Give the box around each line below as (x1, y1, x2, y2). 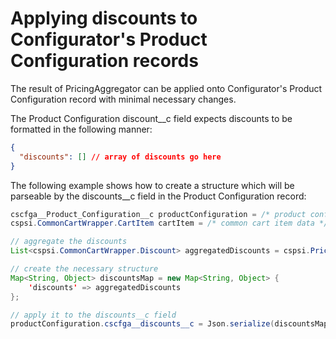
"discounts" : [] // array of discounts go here (19, 152, 222, 162)
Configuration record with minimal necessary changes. (10, 93, 237, 105)
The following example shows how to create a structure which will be (10, 179, 295, 191)
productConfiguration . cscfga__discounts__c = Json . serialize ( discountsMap (10, 319, 329, 329)
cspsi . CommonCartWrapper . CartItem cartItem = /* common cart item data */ (10, 218, 329, 229)
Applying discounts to (10, 7, 198, 30)
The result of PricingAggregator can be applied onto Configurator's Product (10, 82, 323, 94)
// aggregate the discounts (10, 237, 128, 247)
